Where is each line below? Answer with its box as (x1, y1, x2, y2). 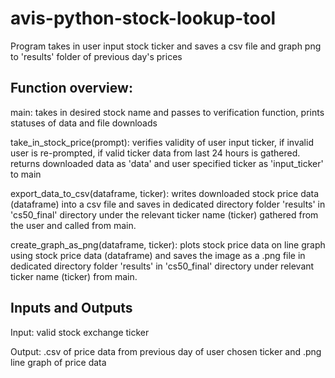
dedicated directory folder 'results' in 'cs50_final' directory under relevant (10, 260, 315, 272)
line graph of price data (10, 356, 107, 368)
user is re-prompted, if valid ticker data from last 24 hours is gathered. (10, 147, 301, 159)
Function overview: (10, 80, 133, 97)
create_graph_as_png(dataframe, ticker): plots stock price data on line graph (10, 238, 326, 251)
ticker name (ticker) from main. (10, 270, 138, 282)
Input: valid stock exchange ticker (10, 326, 150, 338)
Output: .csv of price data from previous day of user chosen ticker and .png (10, 345, 322, 357)
